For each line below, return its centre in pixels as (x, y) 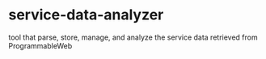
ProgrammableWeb (40, 45)
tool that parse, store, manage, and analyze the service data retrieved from (133, 37)
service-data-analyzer (86, 15)
